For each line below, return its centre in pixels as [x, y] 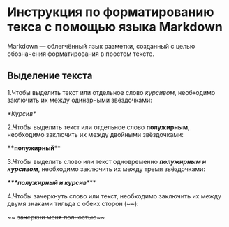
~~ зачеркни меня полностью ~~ [56, 217]
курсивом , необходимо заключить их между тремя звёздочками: [106, 169]
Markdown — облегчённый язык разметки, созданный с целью [101, 46]
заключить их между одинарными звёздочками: [80, 100]
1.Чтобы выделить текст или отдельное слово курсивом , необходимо [111, 92]
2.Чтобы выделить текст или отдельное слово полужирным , [98, 127]
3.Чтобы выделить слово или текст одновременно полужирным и [107, 161]
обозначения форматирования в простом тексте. [81, 54]
